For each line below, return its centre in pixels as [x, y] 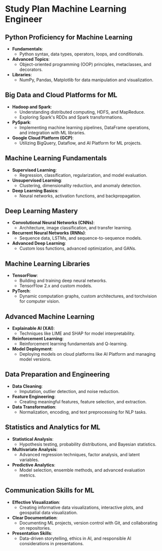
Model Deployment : [32, 349]
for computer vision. [40, 301]
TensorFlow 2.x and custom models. [56, 286]
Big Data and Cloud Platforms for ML [61, 95]
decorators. [31, 69]
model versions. [36, 359]
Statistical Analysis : [33, 439]
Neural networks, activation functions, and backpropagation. [80, 196]
